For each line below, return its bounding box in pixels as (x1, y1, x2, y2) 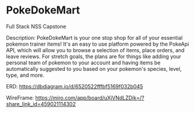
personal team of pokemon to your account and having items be (6, 59, 161, 66)
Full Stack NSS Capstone (6, 23, 66, 30)
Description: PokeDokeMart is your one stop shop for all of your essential (6, 34, 183, 41)
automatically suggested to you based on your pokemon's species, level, (6, 65, 182, 72)
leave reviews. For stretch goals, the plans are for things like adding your (6, 53, 182, 60)
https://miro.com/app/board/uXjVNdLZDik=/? (35, 94, 145, 101)
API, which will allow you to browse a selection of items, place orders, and (6, 46, 185, 53)
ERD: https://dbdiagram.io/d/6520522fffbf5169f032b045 (6, 83, 143, 90)
